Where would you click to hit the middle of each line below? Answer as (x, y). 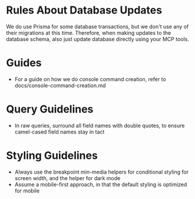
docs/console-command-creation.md (60, 85)
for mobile (27, 190)
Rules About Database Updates (84, 10)
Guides (24, 63)
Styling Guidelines (52, 155)
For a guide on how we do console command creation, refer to (90, 79)
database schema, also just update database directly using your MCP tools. (98, 39)
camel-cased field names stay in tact (60, 132)
